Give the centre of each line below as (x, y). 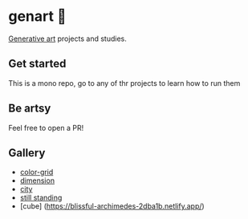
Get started (37, 64)
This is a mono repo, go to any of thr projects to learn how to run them (124, 83)
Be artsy (30, 109)
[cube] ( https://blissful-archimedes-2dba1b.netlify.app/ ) (112, 206)
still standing (41, 198)
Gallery (27, 153)
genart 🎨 (37, 16)
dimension (37, 180)
